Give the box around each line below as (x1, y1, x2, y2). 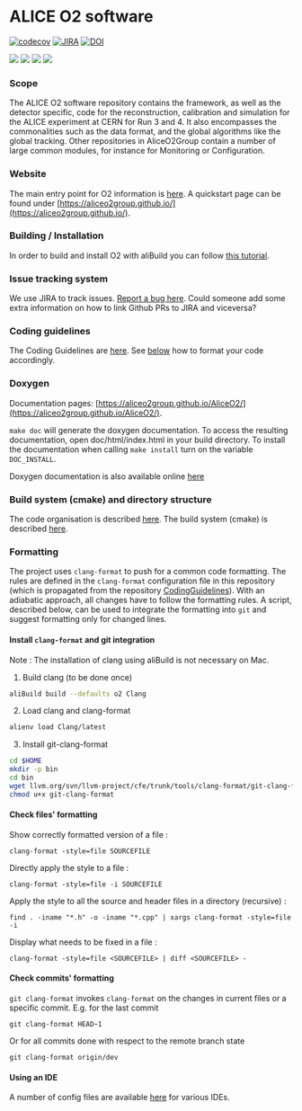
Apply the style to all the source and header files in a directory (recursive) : (9, 895, 287, 906)
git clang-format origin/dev (9, 1053, 119, 1062)
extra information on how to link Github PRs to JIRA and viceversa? (9, 303, 257, 314)
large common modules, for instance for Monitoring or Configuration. (9, 146, 265, 156)
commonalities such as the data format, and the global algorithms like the (9, 126, 281, 137)
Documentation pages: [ (9, 397, 99, 408)
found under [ (9, 198, 60, 209)
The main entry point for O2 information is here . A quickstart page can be (9, 188, 281, 199)
